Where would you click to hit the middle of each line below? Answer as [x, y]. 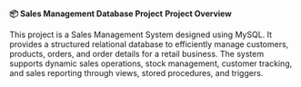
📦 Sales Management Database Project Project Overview [120, 14]
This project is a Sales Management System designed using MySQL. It [141, 34]
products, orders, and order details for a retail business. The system [137, 54]
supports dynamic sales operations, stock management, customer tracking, [151, 63]
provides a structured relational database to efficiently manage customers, [149, 44]
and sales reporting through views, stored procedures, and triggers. [136, 73]
